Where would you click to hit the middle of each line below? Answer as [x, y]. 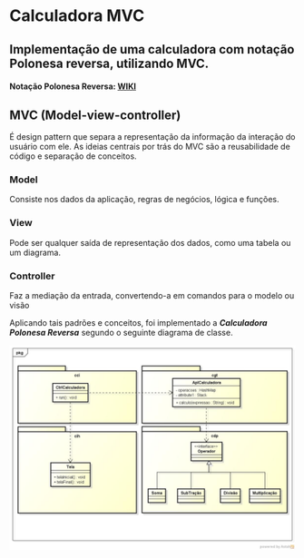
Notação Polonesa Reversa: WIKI [73, 86]
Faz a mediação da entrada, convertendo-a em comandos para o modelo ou [152, 295]
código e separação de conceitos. [74, 156]
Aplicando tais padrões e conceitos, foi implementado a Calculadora [138, 322]
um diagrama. [35, 252]
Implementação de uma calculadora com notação [152, 49]
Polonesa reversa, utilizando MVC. [109, 63]
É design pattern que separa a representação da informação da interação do [152, 136]
